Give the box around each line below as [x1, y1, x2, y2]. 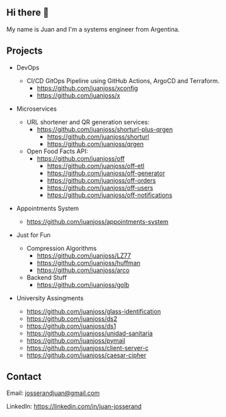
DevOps [16, 63, 40, 71]
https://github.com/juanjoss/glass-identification [26, 307, 162, 315]
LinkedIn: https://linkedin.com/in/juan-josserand [6, 403, 142, 411]
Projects [6, 45, 43, 57]
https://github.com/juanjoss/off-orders [47, 176, 156, 184]
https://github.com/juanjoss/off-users [47, 183, 153, 192]
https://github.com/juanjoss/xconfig [36, 84, 138, 92]
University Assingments [16, 293, 84, 302]
